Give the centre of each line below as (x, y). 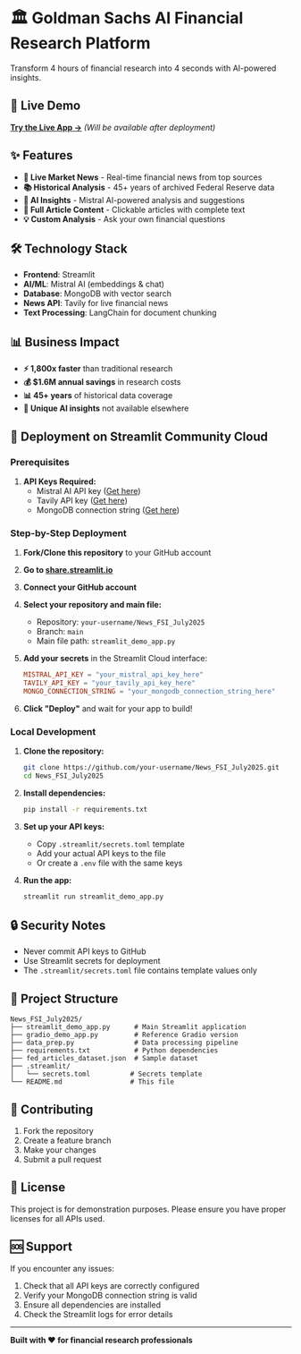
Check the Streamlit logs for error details (98, 1314)
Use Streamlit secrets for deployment (92, 961)
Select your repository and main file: (92, 605)
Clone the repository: (63, 751)
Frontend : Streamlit (59, 275)
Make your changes (59, 1150)
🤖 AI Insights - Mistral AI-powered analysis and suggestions (134, 200)
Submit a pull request (62, 1160)
